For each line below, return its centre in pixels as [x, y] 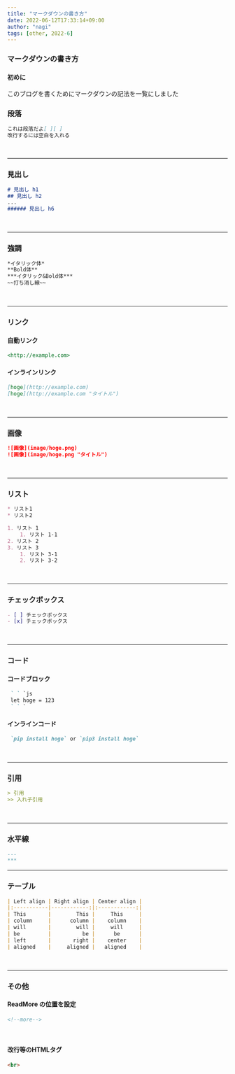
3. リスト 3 [23, 547]
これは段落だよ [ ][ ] [35, 129]
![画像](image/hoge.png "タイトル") [57, 455]
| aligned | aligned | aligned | [74, 947]
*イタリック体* [26, 263]
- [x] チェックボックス [37, 621]
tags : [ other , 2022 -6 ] [40, 33]
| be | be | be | [74, 934]
